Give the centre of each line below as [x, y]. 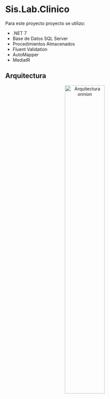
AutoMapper [25, 55]
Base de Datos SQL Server [40, 38]
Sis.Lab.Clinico [37, 9]
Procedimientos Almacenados [44, 43]
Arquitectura [26, 76]
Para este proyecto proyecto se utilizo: [45, 23]
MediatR [21, 60]
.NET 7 [19, 33]
